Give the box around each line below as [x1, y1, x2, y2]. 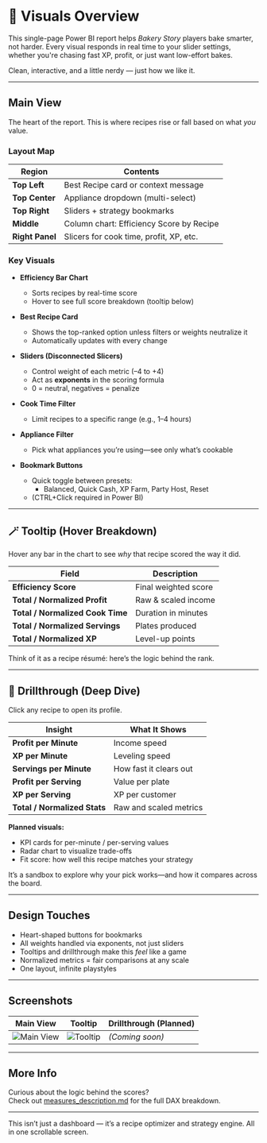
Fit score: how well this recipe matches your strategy [19, 854, 193, 864]
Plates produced [134, 620, 197, 631]
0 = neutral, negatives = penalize [31, 384, 140, 393]
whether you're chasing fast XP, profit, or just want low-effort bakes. [8, 50, 233, 60]
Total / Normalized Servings [12, 620, 121, 631]
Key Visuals [8, 254, 56, 265]
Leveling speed [113, 750, 171, 761]
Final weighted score [134, 581, 213, 593]
